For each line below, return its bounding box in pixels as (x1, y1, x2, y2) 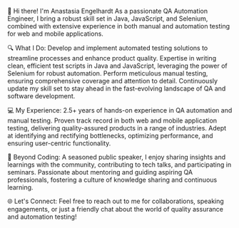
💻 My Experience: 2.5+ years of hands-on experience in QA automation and (7, 106, 233, 114)
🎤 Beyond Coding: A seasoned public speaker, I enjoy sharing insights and (7, 153, 226, 161)
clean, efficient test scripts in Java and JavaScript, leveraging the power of (7, 61, 228, 70)
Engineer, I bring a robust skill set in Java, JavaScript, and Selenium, (7, 14, 208, 23)
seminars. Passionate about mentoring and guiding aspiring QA (7, 168, 193, 176)
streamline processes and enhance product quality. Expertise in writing (7, 54, 216, 62)
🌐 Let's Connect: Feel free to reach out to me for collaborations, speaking (7, 197, 225, 205)
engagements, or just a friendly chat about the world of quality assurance (7, 205, 223, 213)
